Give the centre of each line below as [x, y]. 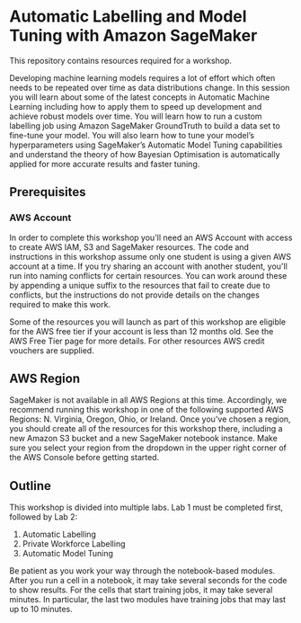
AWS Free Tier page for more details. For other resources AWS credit [137, 341]
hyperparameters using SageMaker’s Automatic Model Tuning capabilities [146, 145]
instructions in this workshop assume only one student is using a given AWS [150, 256]
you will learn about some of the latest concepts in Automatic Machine [140, 97]
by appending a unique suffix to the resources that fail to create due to [140, 285]
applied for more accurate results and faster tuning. [105, 164]
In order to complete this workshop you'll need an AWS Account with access [151, 237]
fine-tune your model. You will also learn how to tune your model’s [132, 135]
